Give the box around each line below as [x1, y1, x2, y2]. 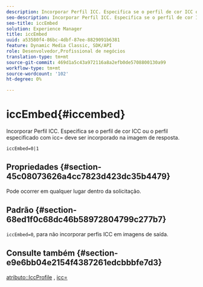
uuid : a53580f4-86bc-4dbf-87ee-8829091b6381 [6, 37, 120, 43]
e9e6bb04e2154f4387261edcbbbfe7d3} [6, 257, 162, 268]
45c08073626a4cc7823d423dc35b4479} [6, 172, 171, 182]
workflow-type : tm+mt [6, 65, 61, 71]
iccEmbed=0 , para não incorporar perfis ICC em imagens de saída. [6, 230, 169, 237]
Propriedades [6, 162, 59, 172]
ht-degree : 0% [6, 76, 42, 82]
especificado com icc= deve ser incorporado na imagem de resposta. [6, 134, 180, 141]
